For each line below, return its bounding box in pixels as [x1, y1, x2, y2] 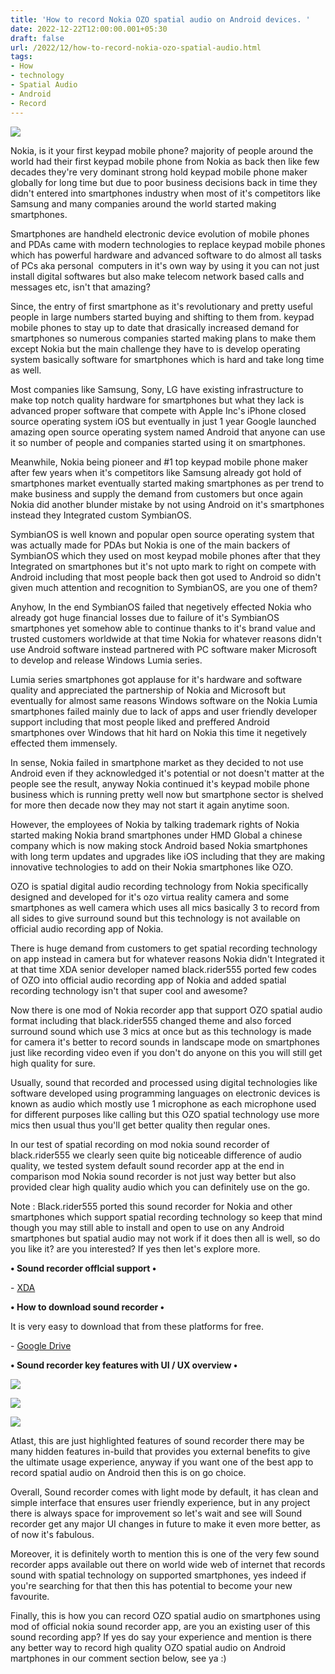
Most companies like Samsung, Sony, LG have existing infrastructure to [10, 383, 304, 395]
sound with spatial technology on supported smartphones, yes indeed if [10, 1569, 307, 1581]
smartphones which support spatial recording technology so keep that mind [10, 1211, 323, 1223]
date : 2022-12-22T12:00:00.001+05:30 [10, 24, 168, 34]
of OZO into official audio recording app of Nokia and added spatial [10, 974, 287, 986]
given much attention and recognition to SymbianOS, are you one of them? [10, 581, 318, 593]
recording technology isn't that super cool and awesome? [10, 984, 248, 996]
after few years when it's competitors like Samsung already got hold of [10, 466, 302, 478]
